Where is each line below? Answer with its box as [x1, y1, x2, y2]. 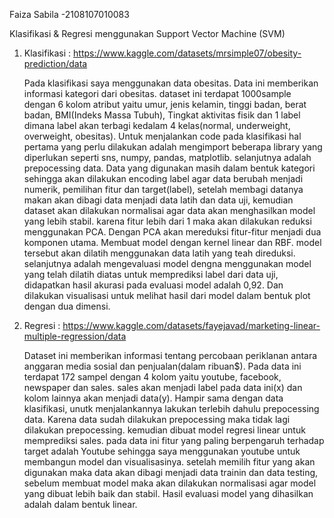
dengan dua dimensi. [23, 300, 111, 312]
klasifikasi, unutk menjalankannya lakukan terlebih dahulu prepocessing [23, 403, 320, 414]
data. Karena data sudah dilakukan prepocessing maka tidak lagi [23, 414, 291, 425]
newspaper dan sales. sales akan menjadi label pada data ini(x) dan [23, 382, 303, 393]
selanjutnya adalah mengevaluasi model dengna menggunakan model [23, 258, 312, 269]
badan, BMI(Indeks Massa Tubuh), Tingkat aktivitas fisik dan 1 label [23, 109, 301, 121]
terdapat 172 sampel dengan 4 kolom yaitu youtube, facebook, [23, 371, 282, 383]
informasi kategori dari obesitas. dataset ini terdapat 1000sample [23, 88, 292, 99]
